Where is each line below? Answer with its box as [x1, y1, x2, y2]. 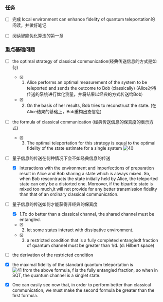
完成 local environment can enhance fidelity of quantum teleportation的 [12, 16, 155, 22]
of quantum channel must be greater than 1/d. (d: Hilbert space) [26, 242, 155, 248]
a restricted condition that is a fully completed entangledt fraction [26, 238, 158, 243]
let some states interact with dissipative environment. [26, 227, 134, 233]
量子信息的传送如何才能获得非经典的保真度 [12, 201, 98, 207]
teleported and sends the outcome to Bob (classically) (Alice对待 [26, 85, 157, 91]
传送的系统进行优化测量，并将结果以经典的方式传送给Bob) [26, 91, 143, 97]
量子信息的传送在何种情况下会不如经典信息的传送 [12, 155, 110, 161]
